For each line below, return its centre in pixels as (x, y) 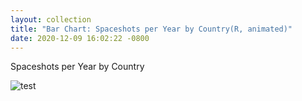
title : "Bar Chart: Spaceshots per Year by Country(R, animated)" (151, 29)
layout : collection (51, 19)
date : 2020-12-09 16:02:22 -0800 (80, 38)
